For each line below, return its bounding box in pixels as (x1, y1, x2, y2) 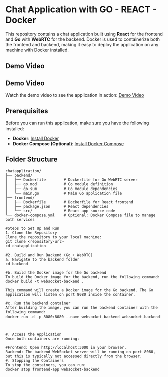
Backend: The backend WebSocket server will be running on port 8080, (5, 349, 156, 354)
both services (5, 217, 35, 222)
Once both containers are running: (5, 336, 80, 341)
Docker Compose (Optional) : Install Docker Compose (12, 140, 124, 147)
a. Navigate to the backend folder (5, 257, 80, 262)
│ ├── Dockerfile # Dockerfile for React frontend (5, 199, 134, 205)
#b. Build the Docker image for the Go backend (5, 270, 107, 275)
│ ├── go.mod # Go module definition (5, 181, 113, 187)
